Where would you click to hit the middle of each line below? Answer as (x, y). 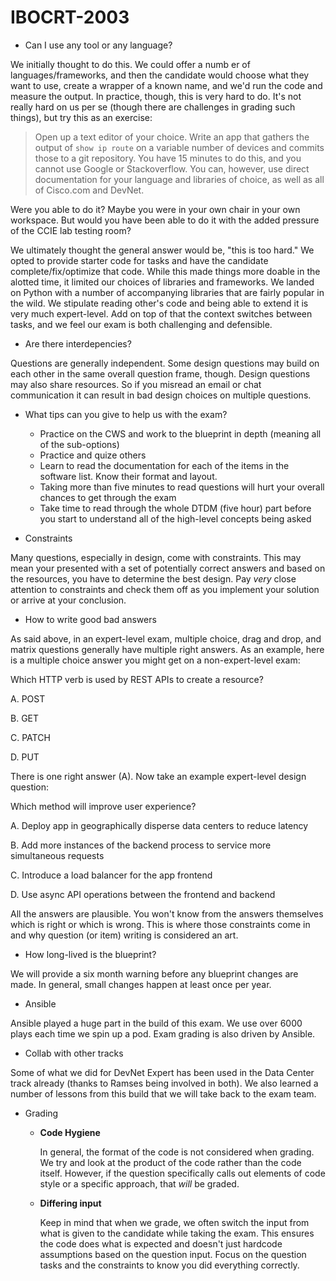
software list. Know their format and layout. (128, 476)
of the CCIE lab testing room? (71, 230)
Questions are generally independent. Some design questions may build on (165, 363)
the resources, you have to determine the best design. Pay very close (153, 578)
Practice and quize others (93, 455)
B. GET (25, 718)
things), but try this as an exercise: (81, 117)
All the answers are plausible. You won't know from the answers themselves (167, 913)
